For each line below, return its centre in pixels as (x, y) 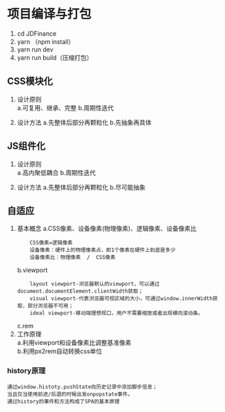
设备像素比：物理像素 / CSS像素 (73, 257)
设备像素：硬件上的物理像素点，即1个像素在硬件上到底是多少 (103, 250)
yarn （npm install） (46, 41)
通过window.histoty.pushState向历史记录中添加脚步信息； (82, 387)
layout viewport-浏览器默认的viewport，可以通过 (95, 284)
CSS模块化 (30, 81)
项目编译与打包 (49, 14)
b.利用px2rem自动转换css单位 (60, 352)
